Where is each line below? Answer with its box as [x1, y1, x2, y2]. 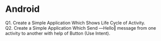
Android [5, 3, 40, 15]
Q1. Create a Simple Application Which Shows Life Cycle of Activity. [5, 20, 145, 26]
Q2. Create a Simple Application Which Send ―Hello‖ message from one [5, 25, 156, 31]
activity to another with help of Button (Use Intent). [5, 30, 111, 36]
